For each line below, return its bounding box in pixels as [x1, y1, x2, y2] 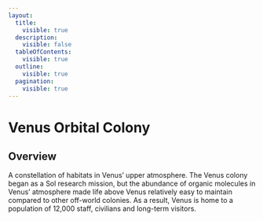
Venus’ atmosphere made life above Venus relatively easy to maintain [8, 187, 233, 197]
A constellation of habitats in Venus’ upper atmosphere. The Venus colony [8, 171, 248, 180]
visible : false [22, 41, 72, 49]
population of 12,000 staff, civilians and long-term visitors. [8, 204, 196, 213]
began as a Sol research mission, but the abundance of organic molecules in [8, 179, 256, 189]
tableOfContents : [15, 48, 72, 56]
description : [15, 33, 58, 42]
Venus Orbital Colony [8, 119, 151, 136]
